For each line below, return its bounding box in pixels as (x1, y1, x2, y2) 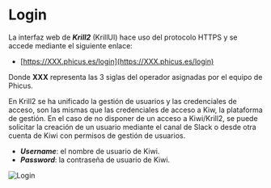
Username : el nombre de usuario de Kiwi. (19, 146, 160, 156)
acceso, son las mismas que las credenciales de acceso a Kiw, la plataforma (8, 105, 263, 115)
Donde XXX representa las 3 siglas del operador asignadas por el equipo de (8, 72, 263, 81)
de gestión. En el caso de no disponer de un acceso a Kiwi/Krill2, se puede (8, 113, 258, 123)
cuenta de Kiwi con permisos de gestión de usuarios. (8, 131, 186, 140)
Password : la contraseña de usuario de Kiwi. (19, 155, 171, 165)
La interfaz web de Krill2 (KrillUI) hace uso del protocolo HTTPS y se (8, 32, 238, 42)
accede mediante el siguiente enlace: (8, 40, 133, 50)
